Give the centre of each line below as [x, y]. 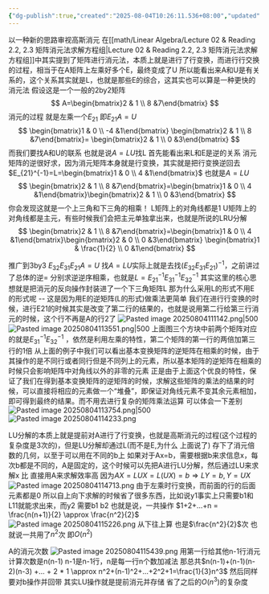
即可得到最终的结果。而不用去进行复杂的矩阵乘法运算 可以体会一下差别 [125, 401]
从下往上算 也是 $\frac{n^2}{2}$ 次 [193, 524]
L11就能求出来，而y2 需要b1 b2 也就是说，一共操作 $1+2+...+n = [113, 505]
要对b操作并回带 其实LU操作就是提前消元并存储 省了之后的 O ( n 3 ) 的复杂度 [128, 581]
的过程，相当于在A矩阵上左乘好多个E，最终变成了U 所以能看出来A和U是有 [130, 70]
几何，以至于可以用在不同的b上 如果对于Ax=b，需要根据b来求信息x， [137, 455]
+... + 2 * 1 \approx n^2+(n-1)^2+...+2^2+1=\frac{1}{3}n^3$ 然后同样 [146, 571]
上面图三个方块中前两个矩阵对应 [204, 329]
